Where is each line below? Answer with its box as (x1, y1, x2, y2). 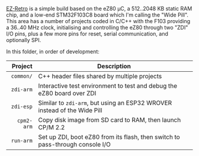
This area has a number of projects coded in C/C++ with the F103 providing (6, 18, 191, 24)
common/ (11, 73, 33, 79)
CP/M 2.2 (38, 123, 65, 131)
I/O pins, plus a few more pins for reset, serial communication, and (6, 30, 169, 37)
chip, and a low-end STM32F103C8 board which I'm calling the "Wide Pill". (6, 11, 188, 18)
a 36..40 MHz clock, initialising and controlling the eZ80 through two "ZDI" (6, 24, 188, 31)
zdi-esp (11, 103, 33, 110)
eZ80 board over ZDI (38, 89, 97, 97)
